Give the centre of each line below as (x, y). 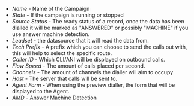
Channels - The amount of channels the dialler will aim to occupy (92, 72)
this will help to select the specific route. (62, 53)
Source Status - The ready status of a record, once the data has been (98, 21)
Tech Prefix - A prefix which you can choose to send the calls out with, (99, 47)
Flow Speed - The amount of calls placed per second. (78, 66)
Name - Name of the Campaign (51, 9)
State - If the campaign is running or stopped (68, 15)
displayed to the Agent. (41, 91)
